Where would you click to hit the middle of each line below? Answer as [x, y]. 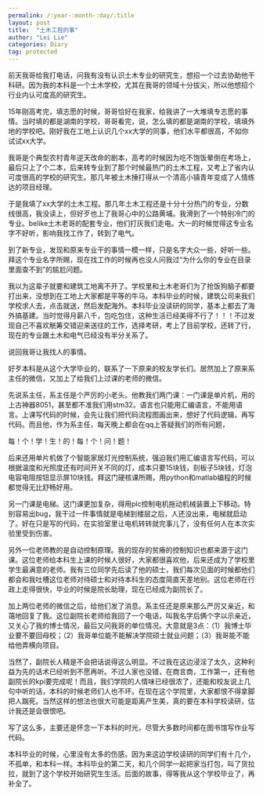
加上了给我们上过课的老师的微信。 [111, 378]
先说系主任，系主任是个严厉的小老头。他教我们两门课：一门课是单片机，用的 [131, 395]
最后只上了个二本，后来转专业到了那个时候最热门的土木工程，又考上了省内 [128, 167]
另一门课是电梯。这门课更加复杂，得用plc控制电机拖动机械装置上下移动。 [126, 504]
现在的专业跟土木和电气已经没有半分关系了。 [80, 335]
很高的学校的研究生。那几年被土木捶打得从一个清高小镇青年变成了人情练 [138, 177]
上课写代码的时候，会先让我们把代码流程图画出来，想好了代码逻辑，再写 [138, 414]
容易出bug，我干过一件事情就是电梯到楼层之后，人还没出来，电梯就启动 [131, 514]
